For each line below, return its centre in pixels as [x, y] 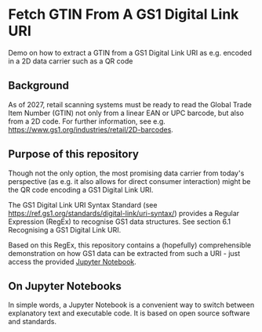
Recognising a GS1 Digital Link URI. [65, 229]
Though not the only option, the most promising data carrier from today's [126, 173]
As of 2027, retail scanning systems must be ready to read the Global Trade [130, 104]
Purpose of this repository [74, 154]
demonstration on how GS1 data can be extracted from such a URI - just [124, 253]
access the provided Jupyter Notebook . [73, 262]
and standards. [33, 322]
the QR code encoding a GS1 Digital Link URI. [81, 189]
